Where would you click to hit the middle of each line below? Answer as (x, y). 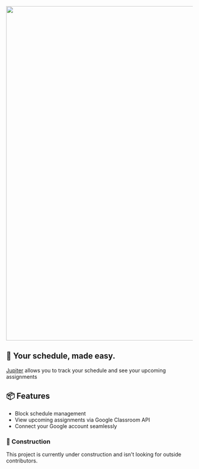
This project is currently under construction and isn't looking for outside (94, 454)
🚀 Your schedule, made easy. (61, 356)
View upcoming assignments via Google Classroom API (82, 420)
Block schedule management (50, 413)
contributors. (22, 461)
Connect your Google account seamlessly (66, 426)
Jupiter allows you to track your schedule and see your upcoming (86, 370)
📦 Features (28, 396)
